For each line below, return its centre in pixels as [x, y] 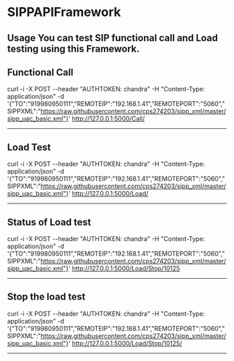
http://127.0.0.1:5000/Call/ [108, 118]
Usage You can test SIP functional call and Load [112, 38]
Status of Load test [49, 222]
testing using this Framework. [73, 48]
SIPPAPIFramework [64, 12]
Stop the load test [46, 297]
